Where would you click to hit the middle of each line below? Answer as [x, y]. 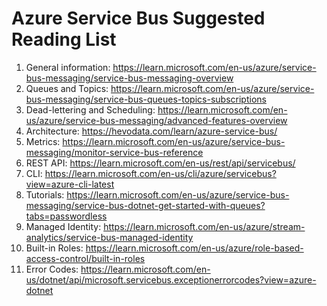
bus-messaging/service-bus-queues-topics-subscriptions [146, 99]
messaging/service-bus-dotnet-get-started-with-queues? [145, 205]
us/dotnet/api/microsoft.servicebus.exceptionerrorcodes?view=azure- [171, 279]
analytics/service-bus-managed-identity [109, 237]
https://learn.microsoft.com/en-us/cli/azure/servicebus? [160, 173]
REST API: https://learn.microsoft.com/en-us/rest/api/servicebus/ [160, 163]
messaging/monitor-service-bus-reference [114, 152]
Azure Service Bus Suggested [138, 18]
